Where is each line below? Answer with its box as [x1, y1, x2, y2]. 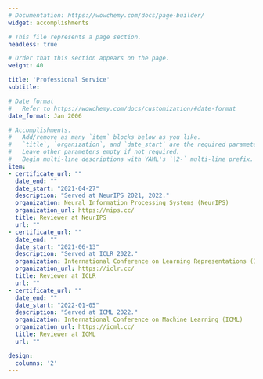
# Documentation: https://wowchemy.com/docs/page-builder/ [8, 11, 205, 20]
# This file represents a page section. [8, 33, 142, 41]
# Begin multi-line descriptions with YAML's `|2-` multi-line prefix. [8, 155, 254, 163]
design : [8, 352, 34, 359]
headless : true [8, 40, 58, 48]
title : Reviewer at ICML [15, 330, 96, 338]
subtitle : [8, 83, 41, 91]
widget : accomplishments [8, 19, 89, 27]
